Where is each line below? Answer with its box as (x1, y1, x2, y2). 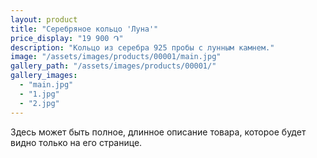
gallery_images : (10, 71, 78, 81)
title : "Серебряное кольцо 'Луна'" (10, 24, 159, 34)
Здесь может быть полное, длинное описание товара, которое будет (10, 126, 307, 138)
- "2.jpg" (19, 98, 60, 108)
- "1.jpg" (19, 89, 60, 99)
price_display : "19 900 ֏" (10, 33, 124, 43)
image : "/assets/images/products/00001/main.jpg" (10, 52, 222, 62)
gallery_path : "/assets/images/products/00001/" (10, 61, 217, 71)
